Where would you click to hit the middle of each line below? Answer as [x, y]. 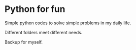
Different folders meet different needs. [44, 32]
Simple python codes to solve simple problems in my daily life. [68, 23]
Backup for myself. [24, 42]
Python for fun [35, 9]
